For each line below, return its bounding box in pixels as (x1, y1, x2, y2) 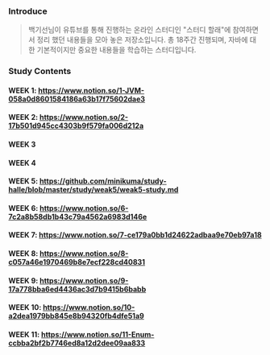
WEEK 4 (8, 158, 36, 167)
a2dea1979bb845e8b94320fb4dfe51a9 (8, 312, 145, 321)
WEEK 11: (8, 329, 40, 339)
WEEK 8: (8, 248, 39, 258)
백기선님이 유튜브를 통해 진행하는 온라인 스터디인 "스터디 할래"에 (27, 25, 231, 35)
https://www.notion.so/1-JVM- (37, 85, 145, 95)
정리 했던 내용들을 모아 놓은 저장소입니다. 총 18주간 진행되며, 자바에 (36, 35, 248, 45)
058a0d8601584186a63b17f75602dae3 (8, 94, 146, 104)
